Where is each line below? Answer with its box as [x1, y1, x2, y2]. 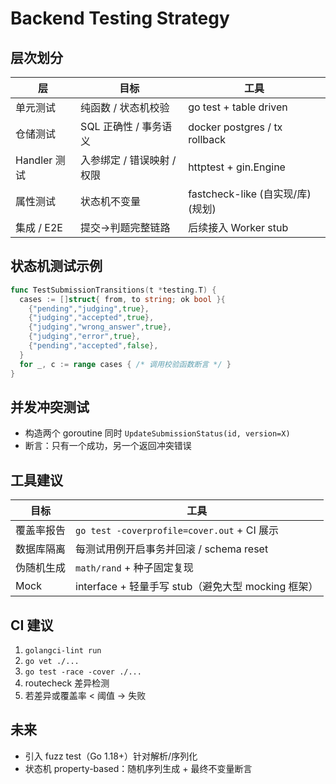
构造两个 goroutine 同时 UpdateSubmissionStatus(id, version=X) [24, 427, 291, 439]
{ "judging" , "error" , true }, [28, 332, 141, 342]
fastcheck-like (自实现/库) [188, 187, 312, 201]
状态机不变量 [80, 195, 142, 208]
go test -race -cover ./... [24, 667, 142, 677]
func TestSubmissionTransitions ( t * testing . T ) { [10, 285, 217, 295]
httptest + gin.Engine [188, 160, 286, 174]
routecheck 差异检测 [24, 677, 110, 689]
